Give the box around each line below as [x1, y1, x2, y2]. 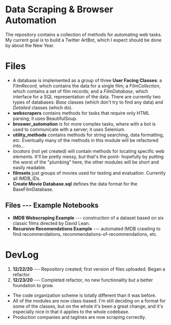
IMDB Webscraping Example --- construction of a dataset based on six [12, 214, 164, 221]
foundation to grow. [12, 282, 54, 288]
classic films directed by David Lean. [12, 220, 90, 226]
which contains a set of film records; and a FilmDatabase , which [12, 88, 149, 94]
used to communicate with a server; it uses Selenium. [12, 126, 126, 132]
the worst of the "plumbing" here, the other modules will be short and [12, 159, 159, 165]
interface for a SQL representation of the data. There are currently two [12, 93, 161, 99]
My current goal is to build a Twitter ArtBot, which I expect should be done [5, 37, 162, 43]
